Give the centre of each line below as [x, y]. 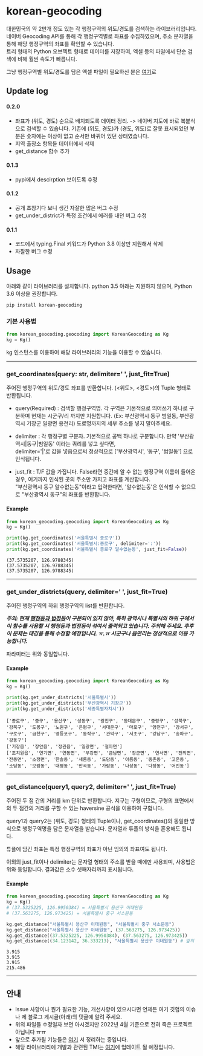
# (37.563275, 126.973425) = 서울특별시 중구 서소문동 [70, 913]
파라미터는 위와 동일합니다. [38, 654]
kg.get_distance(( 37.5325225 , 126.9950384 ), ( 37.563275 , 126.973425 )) [97, 936]
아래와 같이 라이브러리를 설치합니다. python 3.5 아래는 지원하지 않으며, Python [99, 286]
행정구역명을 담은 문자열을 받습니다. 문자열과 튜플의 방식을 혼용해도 [101, 829]
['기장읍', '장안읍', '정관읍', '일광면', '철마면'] [64, 746]
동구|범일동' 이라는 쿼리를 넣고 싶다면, [71, 444]
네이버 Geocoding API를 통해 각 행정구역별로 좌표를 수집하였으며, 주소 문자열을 [100, 36]
